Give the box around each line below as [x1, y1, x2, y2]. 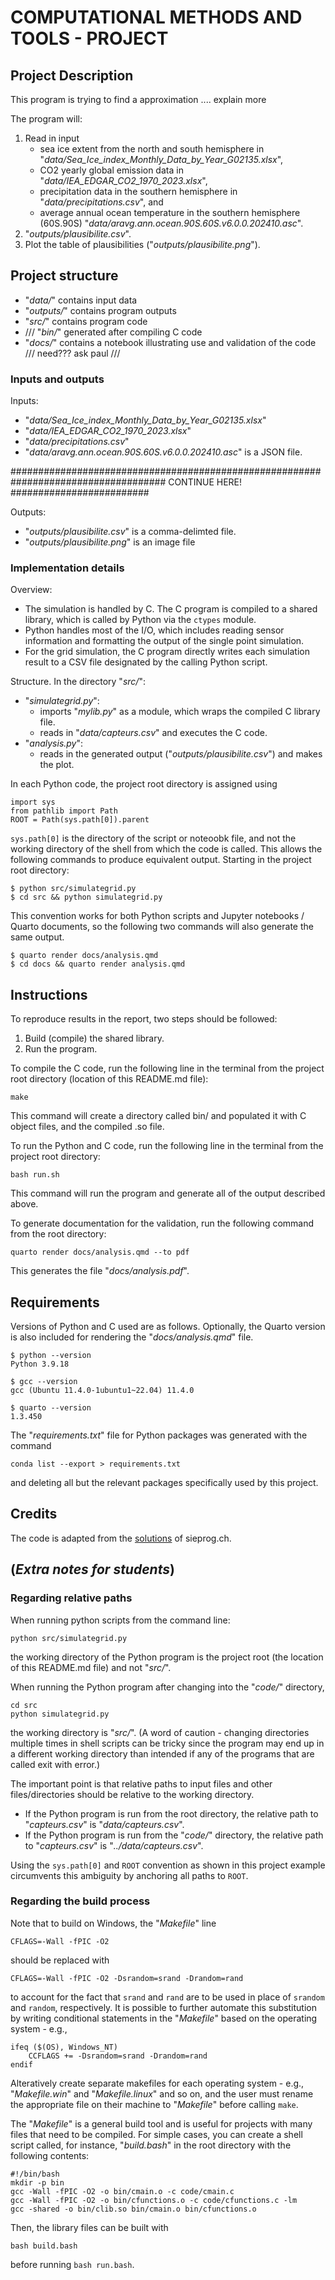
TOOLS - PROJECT [10, 27, 169, 50]
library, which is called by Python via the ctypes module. [24, 614, 257, 626]
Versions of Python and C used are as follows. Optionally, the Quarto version [10, 1321, 326, 1333]
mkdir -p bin [10, 2177, 65, 2188]
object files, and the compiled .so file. [10, 1121, 165, 1133]
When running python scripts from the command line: [10, 1614, 231, 1626]
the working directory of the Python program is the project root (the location [10, 1651, 324, 1663]
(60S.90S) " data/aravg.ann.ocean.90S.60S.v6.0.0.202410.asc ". [39, 217, 304, 229]
